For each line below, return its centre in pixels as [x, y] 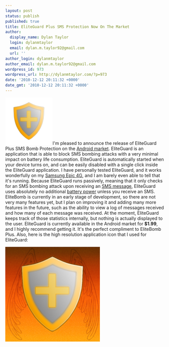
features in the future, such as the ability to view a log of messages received [84, 208]
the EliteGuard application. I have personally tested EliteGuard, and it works [83, 170]
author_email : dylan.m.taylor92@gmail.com [50, 64]
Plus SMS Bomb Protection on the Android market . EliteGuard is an [74, 148]
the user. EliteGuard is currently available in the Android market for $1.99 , [81, 224]
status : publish [22, 16]
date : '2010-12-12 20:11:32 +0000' [43, 80]
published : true [22, 21]
